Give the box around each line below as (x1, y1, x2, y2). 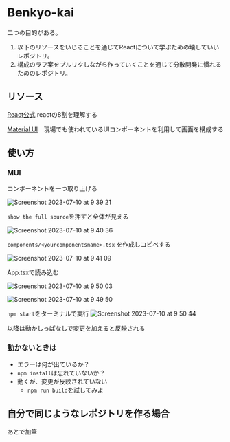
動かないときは (7, 343, 57, 353)
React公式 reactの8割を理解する (7, 110, 97, 118)
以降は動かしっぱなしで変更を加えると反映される (7, 324, 146, 333)
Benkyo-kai (7, 5, 74, 21)
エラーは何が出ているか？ (16, 360, 90, 368)
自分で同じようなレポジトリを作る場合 (7, 408, 170, 420)
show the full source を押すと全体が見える (7, 212, 129, 221)
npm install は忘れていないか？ (16, 368, 106, 377)
